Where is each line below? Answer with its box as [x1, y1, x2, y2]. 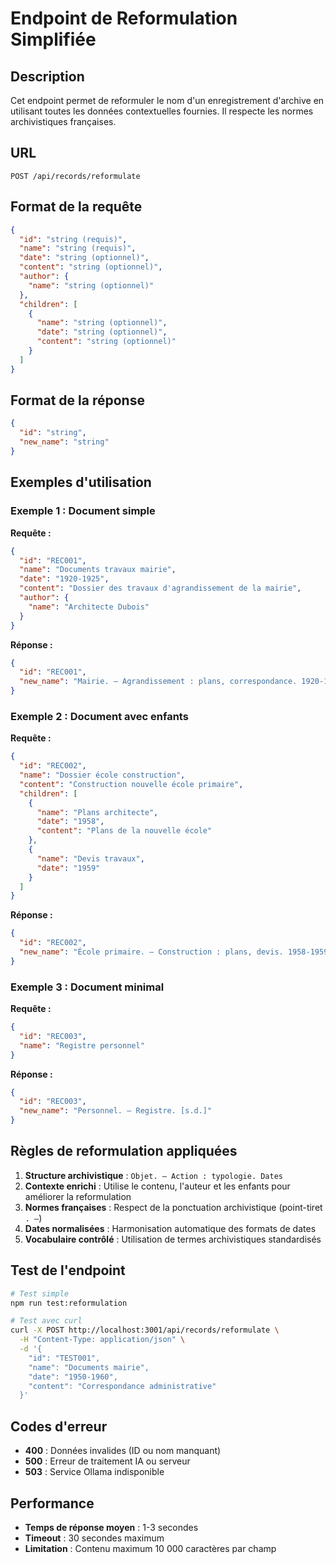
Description [10, 68, 85, 85]
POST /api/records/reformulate [10, 171, 141, 181]
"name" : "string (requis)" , [19, 243, 137, 254]
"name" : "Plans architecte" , [36, 807, 159, 817]
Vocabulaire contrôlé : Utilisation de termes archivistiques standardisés [24, 1233, 322, 1245]
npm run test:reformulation [10, 1298, 128, 1308]
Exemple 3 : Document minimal [10, 980, 165, 994]
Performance [10, 1495, 95, 1512]
